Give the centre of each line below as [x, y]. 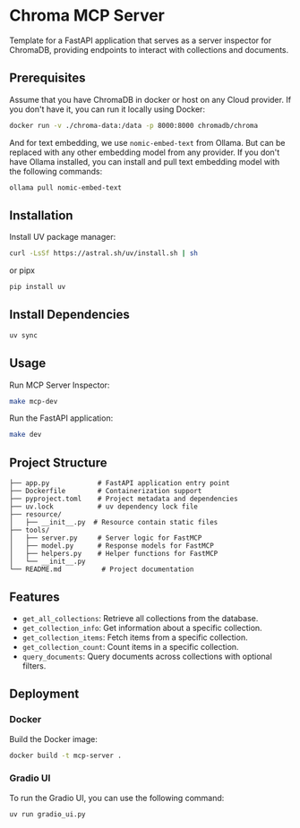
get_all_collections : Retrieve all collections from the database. [140, 618]
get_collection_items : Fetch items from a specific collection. [135, 637]
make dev [26, 435]
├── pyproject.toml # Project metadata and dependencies [124, 499]
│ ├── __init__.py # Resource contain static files [114, 523]
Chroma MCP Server [87, 16]
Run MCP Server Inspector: [60, 385]
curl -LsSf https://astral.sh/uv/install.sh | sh [104, 253]
